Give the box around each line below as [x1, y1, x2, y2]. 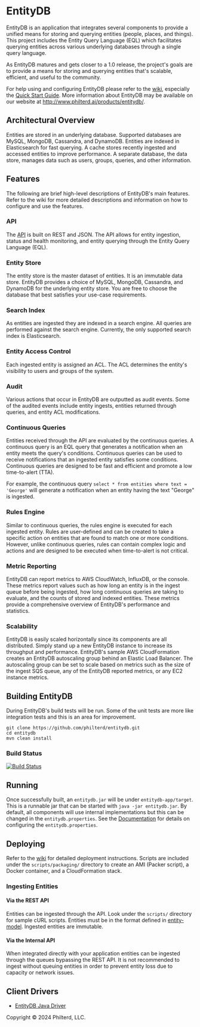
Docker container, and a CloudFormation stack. [6, 867, 122, 874]
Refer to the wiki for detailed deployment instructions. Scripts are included [6, 854, 189, 861]
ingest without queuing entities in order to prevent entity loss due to [6, 962, 173, 970]
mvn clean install [6, 735, 52, 742]
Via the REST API [6, 897, 50, 904]
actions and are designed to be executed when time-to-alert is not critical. [6, 547, 189, 554]
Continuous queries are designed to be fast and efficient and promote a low [6, 462, 192, 470]
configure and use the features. [6, 202, 84, 210]
